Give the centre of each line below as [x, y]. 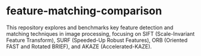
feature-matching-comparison [84, 11]
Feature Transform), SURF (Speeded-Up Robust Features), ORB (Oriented [97, 40]
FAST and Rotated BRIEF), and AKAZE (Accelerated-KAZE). [79, 46]
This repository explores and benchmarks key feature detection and [90, 27]
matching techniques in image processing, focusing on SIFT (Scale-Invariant [100, 33]
